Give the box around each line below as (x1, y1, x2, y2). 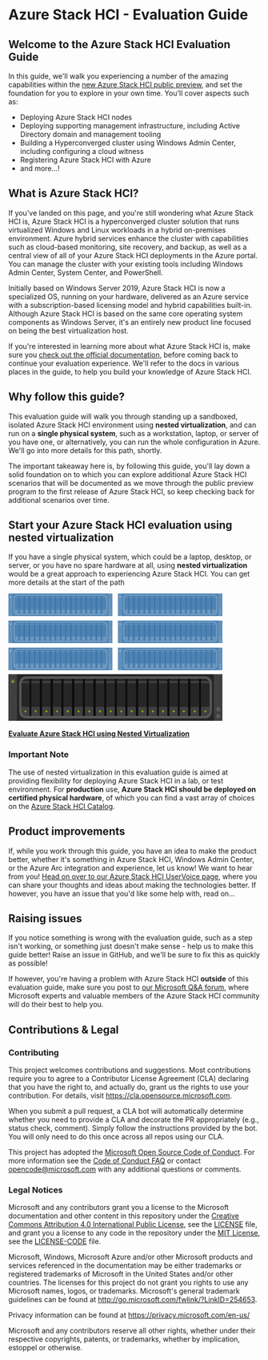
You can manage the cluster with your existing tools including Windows (8, 259, 244, 269)
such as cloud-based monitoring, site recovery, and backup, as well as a (8, 242, 247, 252)
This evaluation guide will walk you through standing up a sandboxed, (8, 411, 238, 421)
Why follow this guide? (8, 391, 126, 404)
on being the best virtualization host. (8, 326, 130, 335)
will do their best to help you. (8, 1000, 104, 1010)
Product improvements (8, 824, 126, 839)
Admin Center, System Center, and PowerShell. (8, 267, 163, 277)
